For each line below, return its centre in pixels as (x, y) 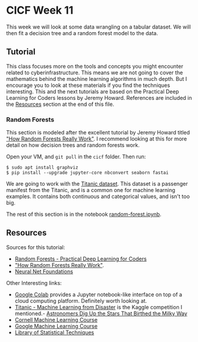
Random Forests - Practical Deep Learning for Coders (81, 259)
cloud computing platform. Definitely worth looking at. (81, 300)
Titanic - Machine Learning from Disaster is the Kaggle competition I (98, 307)
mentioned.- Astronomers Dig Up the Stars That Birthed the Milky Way (101, 313)
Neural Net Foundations (44, 271)
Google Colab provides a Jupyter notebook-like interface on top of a (98, 294)
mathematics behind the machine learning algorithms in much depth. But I (97, 79)
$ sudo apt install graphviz (42, 168)
